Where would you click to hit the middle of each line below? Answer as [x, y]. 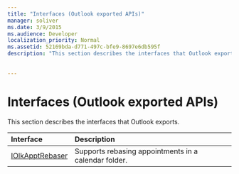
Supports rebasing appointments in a [136, 151]
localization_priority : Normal [54, 40]
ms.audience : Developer [43, 34]
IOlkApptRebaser [39, 156]
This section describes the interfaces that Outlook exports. [94, 121]
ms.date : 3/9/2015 [34, 27]
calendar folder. [101, 160]
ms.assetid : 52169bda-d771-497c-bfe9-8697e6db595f [84, 47]
